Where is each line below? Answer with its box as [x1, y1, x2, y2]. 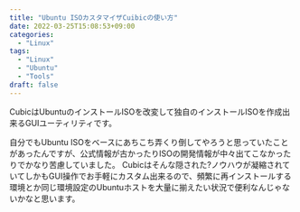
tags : [9, 47, 30, 56]
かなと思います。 [16, 193, 80, 204]
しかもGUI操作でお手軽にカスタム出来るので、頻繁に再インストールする [24, 171, 292, 181]
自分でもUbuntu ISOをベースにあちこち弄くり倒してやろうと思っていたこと [9, 136, 289, 147]
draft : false [9, 80, 59, 89]
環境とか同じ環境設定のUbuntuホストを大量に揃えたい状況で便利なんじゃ [9, 181, 283, 192]
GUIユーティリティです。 [24, 117, 117, 128]
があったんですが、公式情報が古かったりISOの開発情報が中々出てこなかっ [9, 148, 284, 159]
